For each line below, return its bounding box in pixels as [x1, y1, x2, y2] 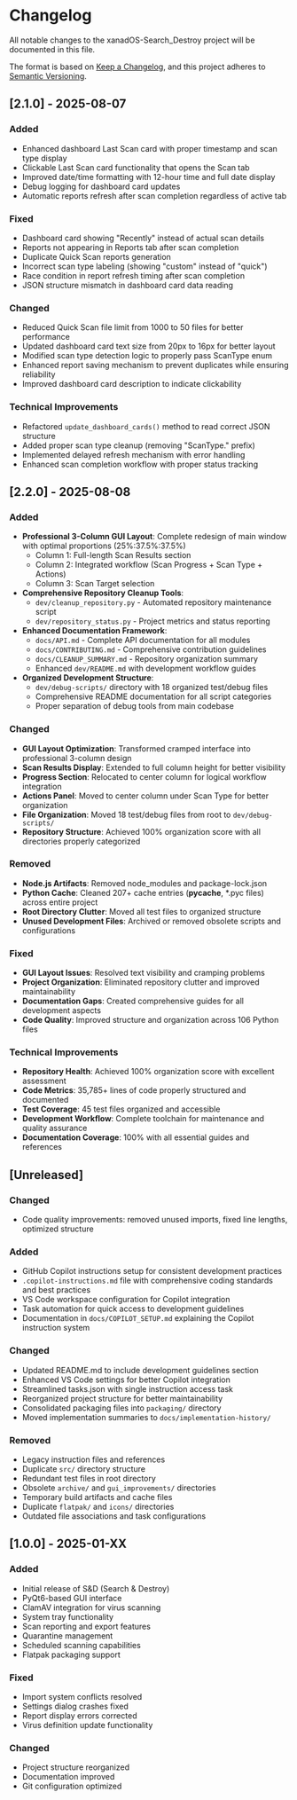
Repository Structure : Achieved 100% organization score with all [21, 826, 262, 837]
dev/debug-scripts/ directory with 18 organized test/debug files [35, 682, 269, 693]
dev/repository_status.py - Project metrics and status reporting [35, 616, 270, 626]
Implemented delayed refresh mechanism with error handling [21, 449, 246, 460]
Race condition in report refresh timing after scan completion [21, 270, 246, 280]
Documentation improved [21, 1772, 115, 1782]
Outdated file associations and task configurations [21, 1510, 207, 1521]
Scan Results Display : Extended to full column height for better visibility [21, 762, 286, 773]
